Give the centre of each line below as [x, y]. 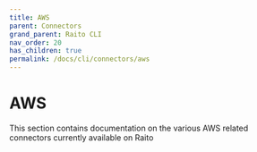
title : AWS [30, 17]
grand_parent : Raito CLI [56, 34]
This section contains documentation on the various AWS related [129, 128]
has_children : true [46, 51]
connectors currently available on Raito [81, 137]
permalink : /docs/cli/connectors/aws [80, 59]
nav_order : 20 [36, 42]
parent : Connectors [46, 26]
